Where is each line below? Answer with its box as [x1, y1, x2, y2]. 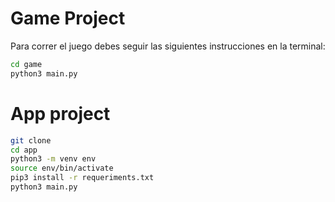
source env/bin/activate [10, 163, 114, 174]
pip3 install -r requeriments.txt [10, 173, 155, 183]
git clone [10, 135, 52, 146]
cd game [10, 59, 43, 69]
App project [10, 102, 111, 125]
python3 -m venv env [10, 154, 97, 164]
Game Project [10, 7, 126, 30]
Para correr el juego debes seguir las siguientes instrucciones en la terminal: [10, 40, 326, 52]
